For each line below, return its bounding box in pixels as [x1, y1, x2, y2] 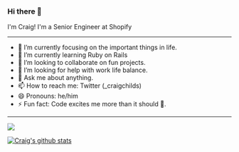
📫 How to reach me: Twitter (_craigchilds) [17, 81, 142, 90]
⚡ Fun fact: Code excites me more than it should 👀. [17, 100, 166, 108]
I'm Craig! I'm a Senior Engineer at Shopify [7, 23, 132, 31]
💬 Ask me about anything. [17, 74, 94, 82]
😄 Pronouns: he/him [17, 92, 78, 101]
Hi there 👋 [7, 6, 43, 16]
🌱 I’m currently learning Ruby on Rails [17, 51, 128, 59]
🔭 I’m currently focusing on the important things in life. [17, 43, 178, 52]
